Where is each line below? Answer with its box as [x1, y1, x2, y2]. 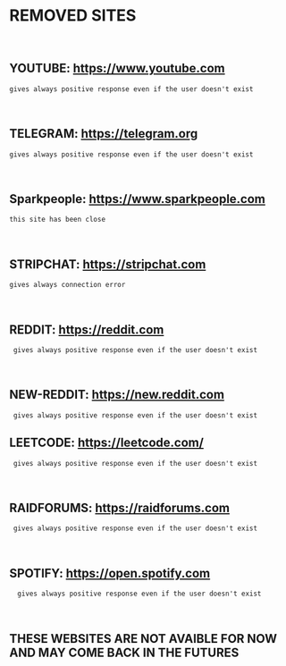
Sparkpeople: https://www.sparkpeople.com [9, 191, 266, 207]
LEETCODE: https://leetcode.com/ [9, 435, 204, 451]
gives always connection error [9, 281, 126, 290]
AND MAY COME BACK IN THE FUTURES [9, 645, 240, 660]
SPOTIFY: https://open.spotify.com [9, 565, 211, 581]
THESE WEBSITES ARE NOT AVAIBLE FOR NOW [9, 631, 278, 646]
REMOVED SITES [9, 5, 137, 26]
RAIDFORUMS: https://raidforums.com [9, 501, 231, 516]
